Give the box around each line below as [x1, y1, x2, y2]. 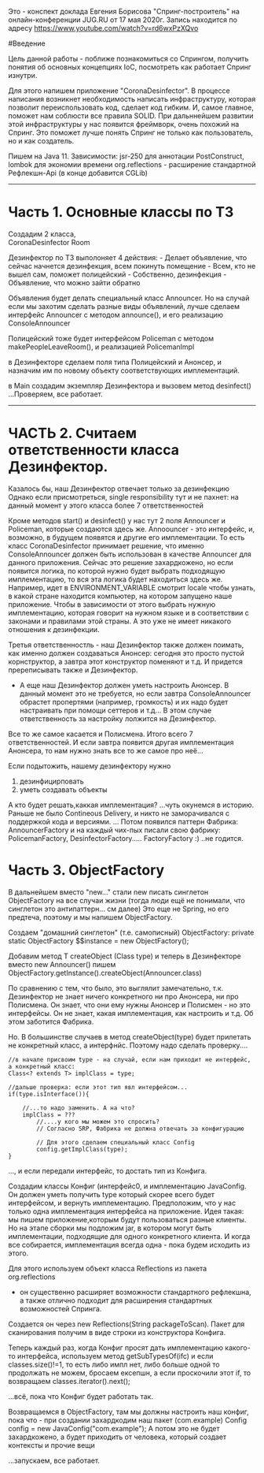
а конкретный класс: [8, 1062, 76, 1070]
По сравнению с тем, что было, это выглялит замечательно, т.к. [8, 983, 224, 992]
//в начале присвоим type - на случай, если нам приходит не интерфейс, [8, 1055, 251, 1063]
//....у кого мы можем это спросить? [36, 1118, 159, 1125]
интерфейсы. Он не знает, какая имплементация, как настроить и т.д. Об [8, 1008, 254, 1017]
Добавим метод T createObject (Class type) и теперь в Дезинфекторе [8, 951, 241, 961]
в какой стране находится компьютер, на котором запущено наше [8, 591, 233, 601]
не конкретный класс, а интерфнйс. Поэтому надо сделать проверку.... [8, 1040, 248, 1050]
